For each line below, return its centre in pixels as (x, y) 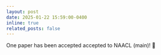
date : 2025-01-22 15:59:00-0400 (47, 17)
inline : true (23, 23)
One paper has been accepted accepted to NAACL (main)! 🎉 (81, 45)
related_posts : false (33, 28)
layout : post (23, 12)
